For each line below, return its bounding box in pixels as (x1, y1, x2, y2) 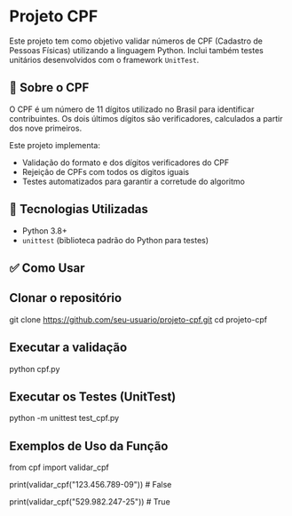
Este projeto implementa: (9, 139, 100, 150)
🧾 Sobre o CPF (9, 80, 90, 95)
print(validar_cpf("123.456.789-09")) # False (9, 480, 172, 490)
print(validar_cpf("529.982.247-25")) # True (9, 496, 170, 507)
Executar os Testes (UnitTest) (9, 389, 177, 404)
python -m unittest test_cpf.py (9, 413, 120, 424)
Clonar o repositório (9, 290, 122, 306)
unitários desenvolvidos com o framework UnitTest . (9, 54, 200, 65)
